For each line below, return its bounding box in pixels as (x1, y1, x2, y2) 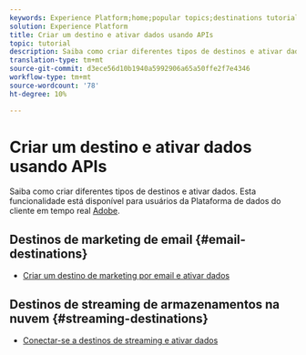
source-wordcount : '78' (9, 81, 100, 90)
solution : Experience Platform (9, 22, 128, 31)
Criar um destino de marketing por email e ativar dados (22, 270, 230, 281)
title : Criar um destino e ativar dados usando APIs (9, 30, 214, 39)
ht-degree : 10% (9, 89, 67, 98)
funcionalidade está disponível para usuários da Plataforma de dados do (9, 196, 281, 207)
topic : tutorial (9, 38, 71, 48)
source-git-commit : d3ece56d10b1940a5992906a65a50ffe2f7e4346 (9, 65, 250, 74)
